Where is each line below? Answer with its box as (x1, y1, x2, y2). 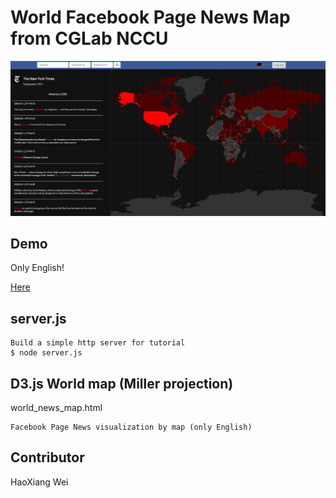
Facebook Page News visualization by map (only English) (10, 422, 253, 432)
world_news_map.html (10, 401, 103, 413)
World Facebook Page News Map (10, 6, 291, 29)
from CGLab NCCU (10, 27, 169, 50)
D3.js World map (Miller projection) (10, 375, 234, 392)
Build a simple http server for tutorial (10, 338, 186, 348)
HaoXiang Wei (10, 476, 69, 488)
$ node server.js (10, 348, 83, 358)
